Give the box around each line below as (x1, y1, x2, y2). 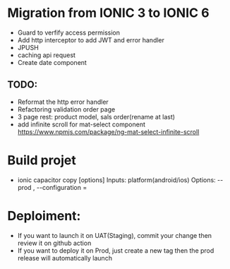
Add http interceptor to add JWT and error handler (17, 35, 164, 44)
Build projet (7, 152, 76, 168)
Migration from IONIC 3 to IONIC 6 (7, 5, 210, 21)
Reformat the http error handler (17, 97, 109, 106)
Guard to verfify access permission (17, 28, 120, 37)
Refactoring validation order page (17, 104, 116, 114)
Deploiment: (7, 208, 81, 224)
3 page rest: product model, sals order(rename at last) (17, 112, 175, 121)
